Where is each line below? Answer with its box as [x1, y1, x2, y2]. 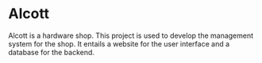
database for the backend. [8, 47, 95, 57]
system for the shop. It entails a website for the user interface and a [8, 39, 230, 48]
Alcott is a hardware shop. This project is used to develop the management [8, 31, 254, 40]
